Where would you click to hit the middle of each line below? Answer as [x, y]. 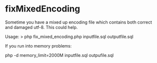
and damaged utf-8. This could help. [41, 27]
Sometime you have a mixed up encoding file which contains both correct [78, 22]
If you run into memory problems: [38, 46]
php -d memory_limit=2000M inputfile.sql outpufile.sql [59, 55]
